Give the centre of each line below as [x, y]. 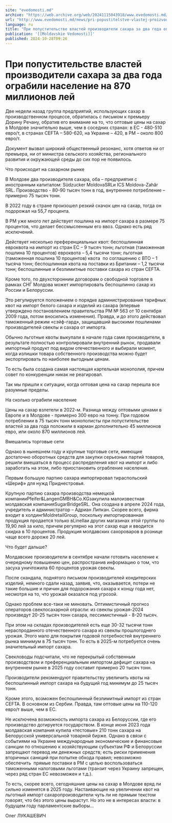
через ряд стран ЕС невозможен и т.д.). [49, 774]
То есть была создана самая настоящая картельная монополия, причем [85, 369]
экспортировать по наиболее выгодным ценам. [58, 359]
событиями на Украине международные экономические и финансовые [84, 741]
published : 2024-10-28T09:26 [36, 39]
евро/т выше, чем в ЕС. [31, 709]
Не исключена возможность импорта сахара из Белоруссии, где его [81, 719]
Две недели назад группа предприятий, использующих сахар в [75, 111]
